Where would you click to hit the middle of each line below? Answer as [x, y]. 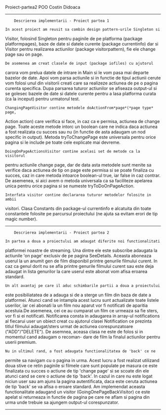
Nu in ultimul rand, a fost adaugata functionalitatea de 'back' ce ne [80, 351]
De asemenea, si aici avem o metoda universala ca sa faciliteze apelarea [79, 181]
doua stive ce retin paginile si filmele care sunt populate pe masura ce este [81, 366]
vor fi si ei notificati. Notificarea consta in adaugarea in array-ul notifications [83, 316]
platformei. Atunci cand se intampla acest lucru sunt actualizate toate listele [82, 300]
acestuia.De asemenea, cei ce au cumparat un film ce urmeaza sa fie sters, [82, 311]
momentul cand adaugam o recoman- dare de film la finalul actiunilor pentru [83, 337]
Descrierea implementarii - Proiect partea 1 [62, 21]
